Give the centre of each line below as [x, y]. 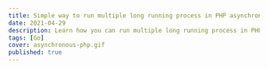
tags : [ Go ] [26, 38]
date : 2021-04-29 [37, 23]
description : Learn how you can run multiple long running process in [128, 30]
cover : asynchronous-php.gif [57, 45]
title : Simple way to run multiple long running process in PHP [117, 15]
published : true [35, 52]
